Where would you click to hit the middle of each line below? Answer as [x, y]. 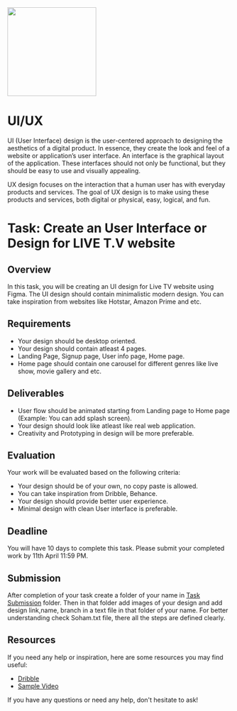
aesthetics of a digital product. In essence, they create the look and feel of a [119, 148]
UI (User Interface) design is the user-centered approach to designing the [115, 140]
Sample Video [38, 686]
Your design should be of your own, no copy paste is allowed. [108, 486]
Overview [29, 269]
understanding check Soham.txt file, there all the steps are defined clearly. [116, 618]
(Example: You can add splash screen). [75, 418]
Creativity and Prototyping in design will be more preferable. [106, 433]
